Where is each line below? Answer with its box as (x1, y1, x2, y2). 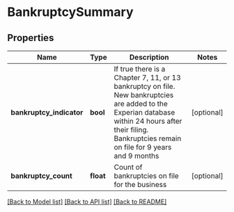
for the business (114, 180, 167, 189)
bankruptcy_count (10, 171, 73, 181)
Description (129, 53, 169, 62)
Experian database (114, 108, 175, 117)
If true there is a (114, 64, 166, 74)
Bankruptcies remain (114, 133, 182, 143)
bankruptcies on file (114, 171, 179, 181)
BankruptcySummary (7, 4, 134, 20)
